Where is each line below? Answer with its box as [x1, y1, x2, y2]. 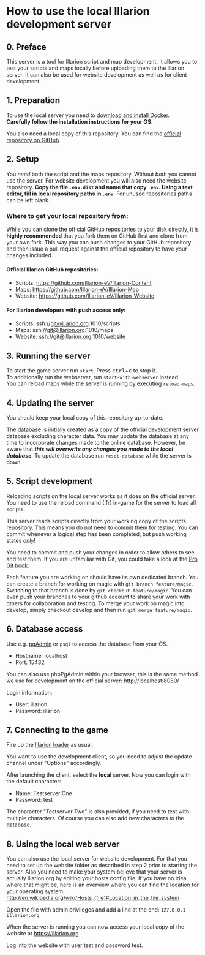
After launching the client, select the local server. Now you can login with [6, 771, 191, 779]
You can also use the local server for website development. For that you [6, 855, 188, 863]
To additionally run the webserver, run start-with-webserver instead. [6, 374, 180, 381]
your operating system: [6, 888, 65, 895]
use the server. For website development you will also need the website [6, 176, 187, 184]
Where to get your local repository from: [6, 211, 129, 220]
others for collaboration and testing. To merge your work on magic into [6, 599, 185, 607]
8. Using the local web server [6, 839, 120, 849]
